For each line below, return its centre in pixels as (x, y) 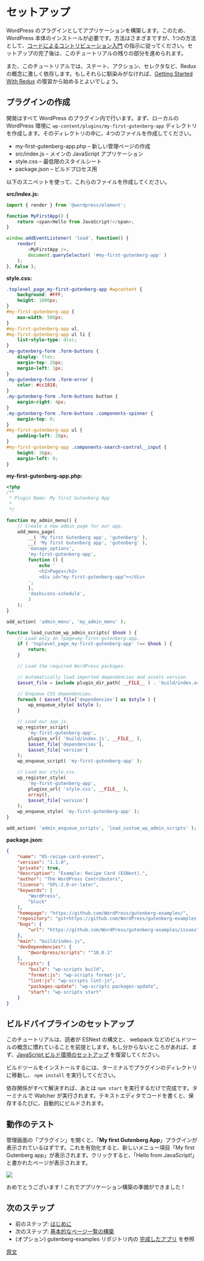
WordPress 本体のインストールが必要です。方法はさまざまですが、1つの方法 (101, 38)
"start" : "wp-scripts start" (65, 992)
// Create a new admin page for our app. (70, 526)
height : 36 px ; (35, 453)
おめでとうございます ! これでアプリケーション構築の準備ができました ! (95, 1187)
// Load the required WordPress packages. (72, 666)
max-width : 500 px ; (40, 317)
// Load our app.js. (43, 722)
